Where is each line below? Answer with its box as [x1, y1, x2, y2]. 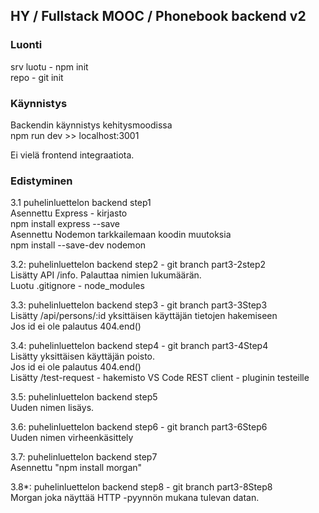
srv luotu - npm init [10, 60, 89, 73]
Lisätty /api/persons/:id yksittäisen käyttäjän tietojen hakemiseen [10, 310, 278, 322]
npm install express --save [10, 218, 120, 230]
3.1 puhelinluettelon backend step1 [10, 197, 152, 209]
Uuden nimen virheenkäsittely [10, 432, 134, 444]
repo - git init [10, 71, 64, 83]
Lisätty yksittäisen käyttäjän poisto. [10, 350, 156, 363]
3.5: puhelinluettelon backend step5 [10, 391, 158, 403]
